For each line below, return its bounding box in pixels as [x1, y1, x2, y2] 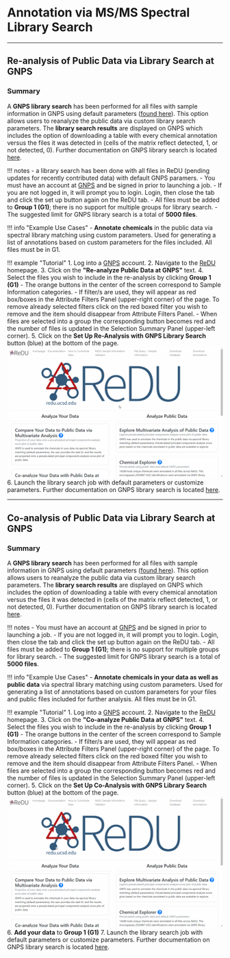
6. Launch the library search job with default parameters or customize [7, 478, 204, 487]
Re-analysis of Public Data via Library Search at [7, 55, 214, 67]
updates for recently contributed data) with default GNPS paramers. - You [7, 174, 216, 182]
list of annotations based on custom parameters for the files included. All [7, 238, 212, 246]
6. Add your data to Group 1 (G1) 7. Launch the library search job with [7, 928, 203, 936]
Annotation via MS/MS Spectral [7, 5, 190, 21]
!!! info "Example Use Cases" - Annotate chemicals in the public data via [7, 223, 214, 231]
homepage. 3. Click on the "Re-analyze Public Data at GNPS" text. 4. [7, 266, 204, 274]
